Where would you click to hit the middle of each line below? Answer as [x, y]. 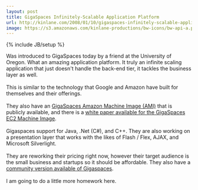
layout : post [22, 11]
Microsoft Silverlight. [31, 144]
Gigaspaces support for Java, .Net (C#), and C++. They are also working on [98, 131]
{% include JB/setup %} [35, 45]
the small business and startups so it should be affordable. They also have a [98, 162]
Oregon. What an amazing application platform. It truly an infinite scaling [94, 62]
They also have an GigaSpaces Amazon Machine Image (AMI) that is [89, 106]
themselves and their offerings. [44, 94]
